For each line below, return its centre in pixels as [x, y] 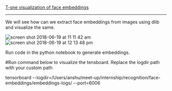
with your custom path [29, 68]
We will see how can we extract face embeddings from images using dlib [82, 22]
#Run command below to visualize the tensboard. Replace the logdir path [83, 62]
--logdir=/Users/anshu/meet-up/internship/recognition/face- [96, 78]
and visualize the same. [30, 27]
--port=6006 [87, 83]
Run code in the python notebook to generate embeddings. [68, 52]
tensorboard [18, 78]
